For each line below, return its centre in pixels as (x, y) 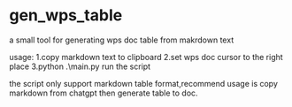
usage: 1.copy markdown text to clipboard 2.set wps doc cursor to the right (146, 57)
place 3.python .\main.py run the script (80, 66)
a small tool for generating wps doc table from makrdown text (122, 40)
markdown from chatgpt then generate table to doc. (104, 93)
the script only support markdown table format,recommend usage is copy (144, 83)
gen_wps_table (66, 15)
